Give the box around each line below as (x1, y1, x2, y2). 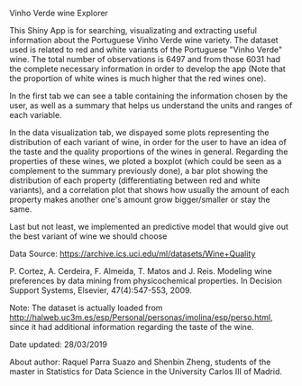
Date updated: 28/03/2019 (9, 339, 108, 350)
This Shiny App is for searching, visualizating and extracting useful (9, 25, 257, 35)
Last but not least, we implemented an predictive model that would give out (9, 221, 288, 232)
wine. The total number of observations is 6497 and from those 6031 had (9, 54, 281, 64)
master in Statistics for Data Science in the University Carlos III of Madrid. (9, 366, 282, 377)
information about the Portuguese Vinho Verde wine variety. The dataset (9, 35, 279, 45)
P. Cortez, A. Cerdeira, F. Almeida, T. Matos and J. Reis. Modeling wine (9, 266, 272, 276)
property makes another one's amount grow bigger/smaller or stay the (9, 194, 270, 205)
